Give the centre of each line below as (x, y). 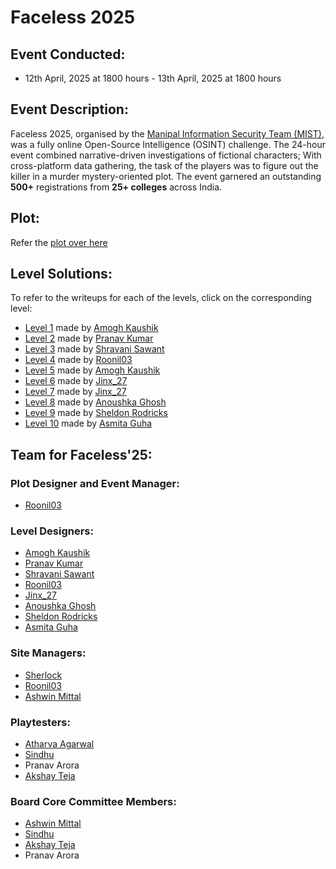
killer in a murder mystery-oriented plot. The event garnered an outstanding (166, 176)
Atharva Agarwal (59, 744)
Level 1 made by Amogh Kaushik (91, 328)
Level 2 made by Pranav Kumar (89, 338)
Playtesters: (40, 722)
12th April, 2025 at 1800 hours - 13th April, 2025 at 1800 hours (153, 78)
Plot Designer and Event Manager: (95, 483)
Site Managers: (48, 653)
